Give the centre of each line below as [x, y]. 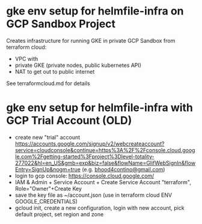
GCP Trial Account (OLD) [69, 120]
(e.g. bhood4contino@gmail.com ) [124, 169]
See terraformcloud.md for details [48, 83]
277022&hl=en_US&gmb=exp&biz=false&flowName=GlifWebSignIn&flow [105, 163]
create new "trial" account [47, 137]
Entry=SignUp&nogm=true [48, 169]
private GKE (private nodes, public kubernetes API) [78, 65]
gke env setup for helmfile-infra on [95, 11]
